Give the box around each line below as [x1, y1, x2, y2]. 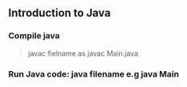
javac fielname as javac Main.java [27, 48, 138, 58]
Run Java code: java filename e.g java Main [8, 68, 180, 79]
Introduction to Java [8, 6, 111, 20]
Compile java [8, 30, 60, 42]
